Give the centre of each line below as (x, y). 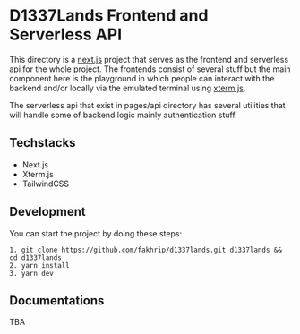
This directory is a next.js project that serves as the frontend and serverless (149, 59)
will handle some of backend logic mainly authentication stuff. (123, 115)
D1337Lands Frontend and (109, 16)
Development (48, 212)
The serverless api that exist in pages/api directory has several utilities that (147, 105)
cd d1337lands (36, 257)
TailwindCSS (46, 184)
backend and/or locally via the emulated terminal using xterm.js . (128, 88)
